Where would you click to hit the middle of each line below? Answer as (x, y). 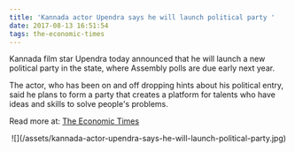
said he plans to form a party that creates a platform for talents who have (143, 95)
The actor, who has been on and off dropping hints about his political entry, (147, 86)
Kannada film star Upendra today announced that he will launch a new (137, 59)
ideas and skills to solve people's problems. (89, 104)
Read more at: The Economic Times (74, 121)
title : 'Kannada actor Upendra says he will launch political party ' (142, 17)
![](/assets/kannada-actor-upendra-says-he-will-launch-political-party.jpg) (149, 139)
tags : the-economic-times (57, 34)
